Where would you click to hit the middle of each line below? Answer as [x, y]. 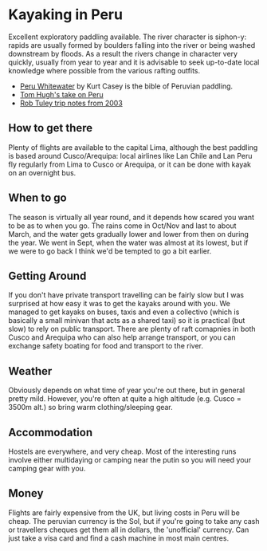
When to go [37, 198]
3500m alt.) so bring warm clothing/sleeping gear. [90, 407]
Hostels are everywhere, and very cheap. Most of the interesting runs [122, 451]
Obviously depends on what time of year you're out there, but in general [127, 390]
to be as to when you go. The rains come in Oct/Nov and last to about [122, 226]
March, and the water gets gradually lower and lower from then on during [129, 234]
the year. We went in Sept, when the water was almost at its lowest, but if [128, 242]
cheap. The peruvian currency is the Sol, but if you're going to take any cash [134, 521]
